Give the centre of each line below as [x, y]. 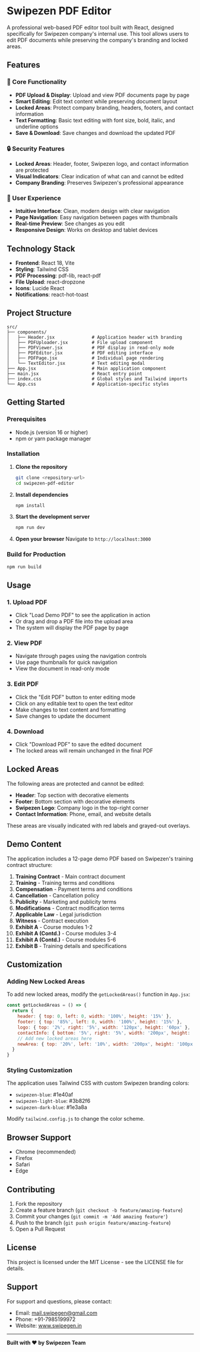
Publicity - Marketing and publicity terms [66, 902]
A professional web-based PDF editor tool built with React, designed [91, 27]
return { [23, 1011]
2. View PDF [25, 643]
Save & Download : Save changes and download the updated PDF [95, 133]
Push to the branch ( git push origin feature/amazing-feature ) [93, 1223]
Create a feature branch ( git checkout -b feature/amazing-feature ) [99, 1210]
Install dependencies [42, 494]
